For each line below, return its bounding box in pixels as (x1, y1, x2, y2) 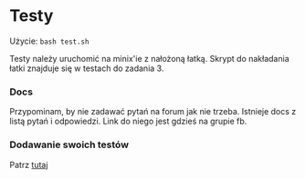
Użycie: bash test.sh (9, 35, 89, 46)
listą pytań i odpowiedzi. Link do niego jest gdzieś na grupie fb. (9, 115, 247, 127)
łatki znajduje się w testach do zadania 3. (9, 63, 164, 74)
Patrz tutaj (9, 159, 48, 170)
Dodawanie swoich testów (9, 138, 130, 151)
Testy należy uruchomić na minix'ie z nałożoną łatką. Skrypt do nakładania (9, 53, 289, 64)
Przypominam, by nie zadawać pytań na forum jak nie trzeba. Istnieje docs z (9, 106, 297, 117)
